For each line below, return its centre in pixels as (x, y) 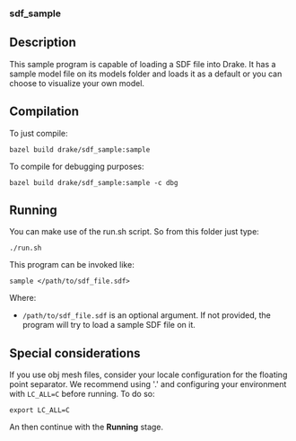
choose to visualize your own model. (77, 83)
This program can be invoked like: (72, 265)
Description (43, 43)
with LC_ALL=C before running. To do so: (82, 394)
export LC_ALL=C (39, 410)
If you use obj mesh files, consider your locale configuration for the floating (148, 375)
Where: (23, 298)
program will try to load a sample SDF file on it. (109, 325)
